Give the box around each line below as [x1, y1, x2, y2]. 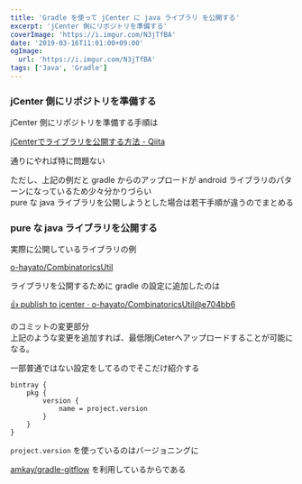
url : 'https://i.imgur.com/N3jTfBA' [18, 55, 156, 64]
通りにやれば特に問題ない [10, 155, 105, 167]
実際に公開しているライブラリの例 [10, 244, 137, 255]
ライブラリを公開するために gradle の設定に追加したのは [10, 280, 220, 291]
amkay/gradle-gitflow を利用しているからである [10, 464, 187, 475]
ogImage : [10, 47, 43, 56]
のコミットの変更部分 [10, 321, 89, 332]
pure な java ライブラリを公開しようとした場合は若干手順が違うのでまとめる [10, 197, 294, 208]
